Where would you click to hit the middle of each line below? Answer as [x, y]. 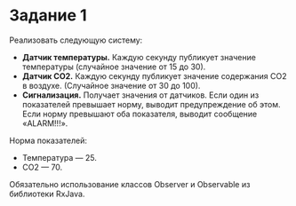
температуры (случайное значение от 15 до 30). [114, 67]
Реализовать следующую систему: [76, 40]
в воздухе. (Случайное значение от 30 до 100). [111, 85]
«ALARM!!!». [45, 123]
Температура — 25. [60, 157]
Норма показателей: [48, 140]
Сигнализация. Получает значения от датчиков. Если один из [140, 95]
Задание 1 [48, 16]
